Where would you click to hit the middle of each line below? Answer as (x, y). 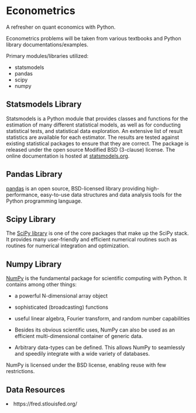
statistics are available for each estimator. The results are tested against (93, 137)
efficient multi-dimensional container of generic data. (79, 336)
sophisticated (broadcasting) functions (61, 307)
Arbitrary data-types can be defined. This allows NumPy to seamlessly (100, 347)
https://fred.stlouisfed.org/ (45, 404)
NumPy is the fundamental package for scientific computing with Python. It (97, 278)
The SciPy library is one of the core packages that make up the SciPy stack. (97, 233)
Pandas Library (34, 174)
